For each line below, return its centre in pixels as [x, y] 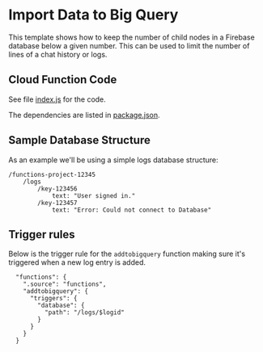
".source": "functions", [65, 284]
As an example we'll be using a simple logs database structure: [113, 160]
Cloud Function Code [63, 80]
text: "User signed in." [93, 195]
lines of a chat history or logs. [58, 54]
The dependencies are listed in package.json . [84, 115]
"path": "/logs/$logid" [85, 312]
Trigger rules [42, 235]
